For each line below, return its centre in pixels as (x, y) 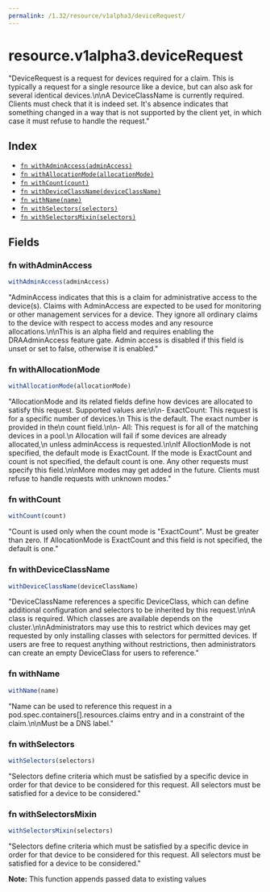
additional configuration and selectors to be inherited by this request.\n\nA (132, 610)
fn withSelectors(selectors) (69, 209)
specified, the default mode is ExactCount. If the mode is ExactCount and (130, 453)
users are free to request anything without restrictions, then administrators (132, 645)
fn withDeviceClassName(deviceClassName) (90, 192)
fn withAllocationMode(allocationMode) (87, 175)
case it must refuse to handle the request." (79, 121)
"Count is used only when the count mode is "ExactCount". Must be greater (134, 532)
